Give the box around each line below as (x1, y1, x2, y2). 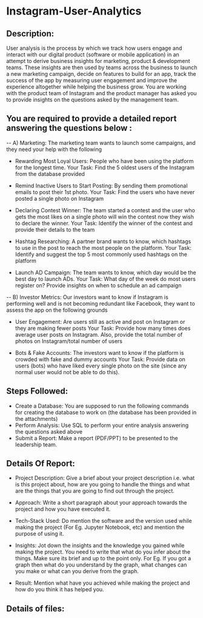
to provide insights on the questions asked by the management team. (6, 96, 179, 103)
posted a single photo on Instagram (15, 195, 104, 202)
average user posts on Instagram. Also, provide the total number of (15, 331, 183, 338)
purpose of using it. (15, 530, 64, 537)
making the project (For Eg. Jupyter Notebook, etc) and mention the (15, 523, 185, 531)
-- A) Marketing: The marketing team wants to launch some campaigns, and (6, 139, 196, 146)
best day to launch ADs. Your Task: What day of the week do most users (15, 275, 196, 283)
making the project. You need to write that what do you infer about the (15, 548, 191, 556)
